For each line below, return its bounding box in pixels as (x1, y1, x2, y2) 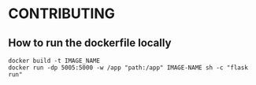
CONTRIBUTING (8, 5, 116, 23)
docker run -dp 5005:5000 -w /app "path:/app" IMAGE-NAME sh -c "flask (8, 64, 248, 72)
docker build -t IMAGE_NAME (8, 57, 101, 65)
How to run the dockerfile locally (8, 36, 172, 50)
